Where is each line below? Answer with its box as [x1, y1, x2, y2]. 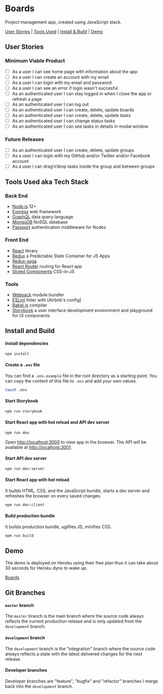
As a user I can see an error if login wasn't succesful [12, 85, 118, 91]
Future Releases [5, 136, 44, 143]
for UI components [12, 313, 50, 318]
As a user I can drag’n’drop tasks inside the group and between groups [12, 163, 155, 169]
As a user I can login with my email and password [12, 79, 112, 86]
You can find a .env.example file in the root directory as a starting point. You [5, 373, 157, 379]
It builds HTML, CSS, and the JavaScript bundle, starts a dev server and [5, 488, 150, 493]
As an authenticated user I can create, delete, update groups [12, 147, 135, 153]
